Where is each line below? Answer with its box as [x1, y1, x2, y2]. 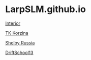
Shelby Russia [5, 39, 35, 46]
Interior [5, 20, 21, 26]
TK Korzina [5, 30, 29, 36]
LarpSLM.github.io [5, 4, 86, 15]
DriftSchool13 [5, 49, 34, 55]
